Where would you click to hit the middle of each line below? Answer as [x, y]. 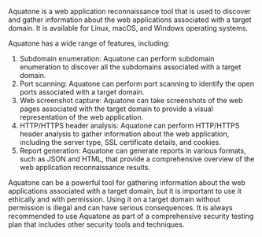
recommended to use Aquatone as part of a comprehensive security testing [131, 216]
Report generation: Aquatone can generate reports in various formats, [133, 150]
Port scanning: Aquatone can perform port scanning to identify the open [137, 83]
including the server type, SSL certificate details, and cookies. [120, 142]
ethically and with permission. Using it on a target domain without [114, 199]
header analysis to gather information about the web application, [124, 134]
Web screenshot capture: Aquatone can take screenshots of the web [131, 100]
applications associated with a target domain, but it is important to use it [125, 191]
